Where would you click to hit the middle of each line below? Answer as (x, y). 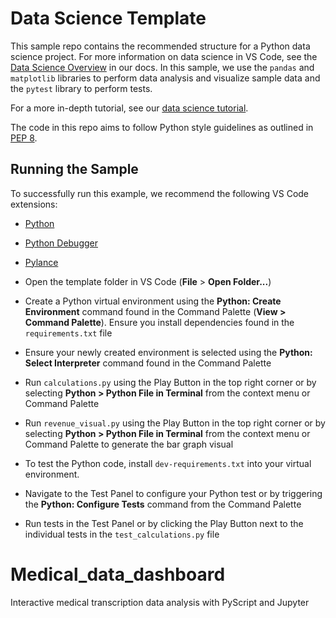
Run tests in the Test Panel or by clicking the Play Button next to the (164, 523)
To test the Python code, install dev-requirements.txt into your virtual (168, 463)
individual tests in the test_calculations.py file (122, 534)
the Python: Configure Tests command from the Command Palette (163, 504)
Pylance (41, 262)
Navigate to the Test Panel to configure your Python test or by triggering (173, 493)
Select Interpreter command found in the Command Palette (148, 363)
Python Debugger (61, 243)
